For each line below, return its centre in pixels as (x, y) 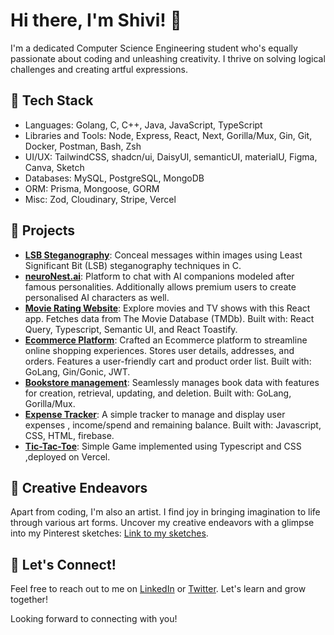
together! (29, 600)
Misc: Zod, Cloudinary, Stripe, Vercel (100, 199)
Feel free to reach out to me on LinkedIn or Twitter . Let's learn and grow (158, 589)
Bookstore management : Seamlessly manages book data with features (172, 382)
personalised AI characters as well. (97, 297)
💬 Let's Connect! (63, 564)
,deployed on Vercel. (67, 456)
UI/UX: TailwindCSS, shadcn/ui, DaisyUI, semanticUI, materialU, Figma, (171, 156)
